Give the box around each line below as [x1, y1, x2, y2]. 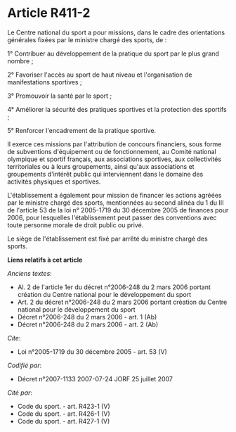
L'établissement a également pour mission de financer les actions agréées [7, 191, 222, 199]
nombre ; [7, 56, 34, 65]
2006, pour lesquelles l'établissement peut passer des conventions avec [7, 213, 217, 222]
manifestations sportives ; [7, 77, 82, 86]
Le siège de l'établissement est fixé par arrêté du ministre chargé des [7, 234, 209, 243]
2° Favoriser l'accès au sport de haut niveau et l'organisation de [7, 70, 192, 79]
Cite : [7, 333, 21, 342]
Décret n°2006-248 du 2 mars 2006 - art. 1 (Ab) [17, 312, 157, 321]
